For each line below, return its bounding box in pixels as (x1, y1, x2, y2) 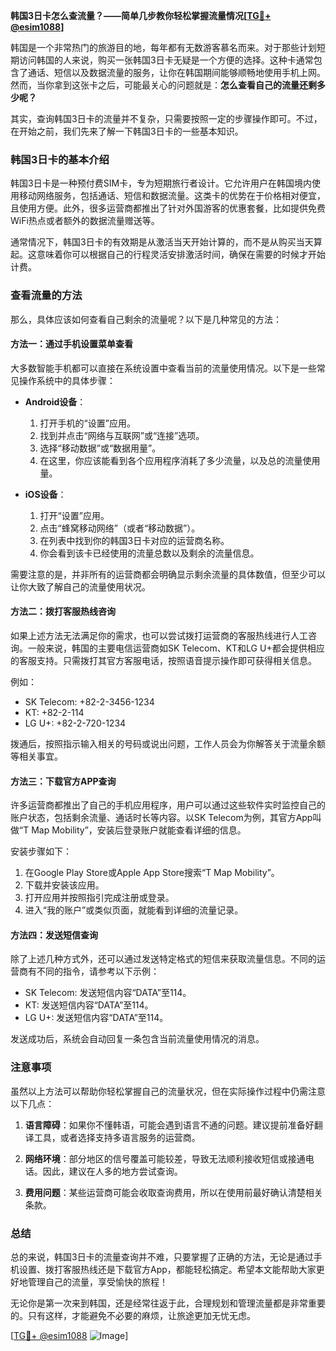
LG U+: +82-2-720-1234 (24, 717, 127, 729)
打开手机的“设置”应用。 (39, 417, 136, 429)
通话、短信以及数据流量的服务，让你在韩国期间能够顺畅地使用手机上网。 (27, 67, 326, 78)
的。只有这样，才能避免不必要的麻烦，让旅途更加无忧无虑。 (10, 1310, 256, 1321)
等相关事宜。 (10, 750, 63, 762)
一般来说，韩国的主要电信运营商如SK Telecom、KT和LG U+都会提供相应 (27, 642, 325, 654)
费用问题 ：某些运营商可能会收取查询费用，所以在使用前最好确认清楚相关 (24, 1186, 323, 1198)
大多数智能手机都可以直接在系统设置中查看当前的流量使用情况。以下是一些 (10, 362, 317, 374)
